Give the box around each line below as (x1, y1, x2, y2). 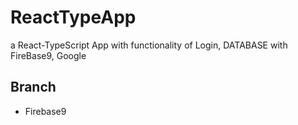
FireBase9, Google (10, 49, 87, 61)
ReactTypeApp (10, 6, 137, 29)
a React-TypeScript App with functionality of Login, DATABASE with (10, 39, 288, 51)
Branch (10, 79, 57, 96)
